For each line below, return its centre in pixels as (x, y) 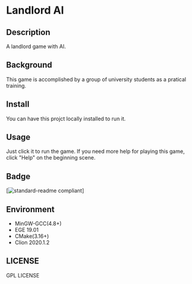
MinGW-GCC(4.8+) (38, 224)
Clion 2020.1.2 (32, 242)
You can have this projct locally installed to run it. (66, 119)
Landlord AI (35, 10)
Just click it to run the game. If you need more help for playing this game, (95, 151)
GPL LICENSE (23, 275)
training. (16, 85)
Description (28, 32)
